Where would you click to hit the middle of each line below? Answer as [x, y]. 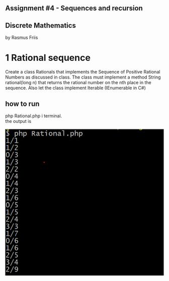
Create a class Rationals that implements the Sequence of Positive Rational [83, 72]
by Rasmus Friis [22, 38]
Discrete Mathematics [41, 25]
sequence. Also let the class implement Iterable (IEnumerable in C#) [75, 88]
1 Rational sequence [48, 58]
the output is [18, 121]
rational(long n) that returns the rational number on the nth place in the [78, 83]
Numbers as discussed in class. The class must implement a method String [83, 77]
